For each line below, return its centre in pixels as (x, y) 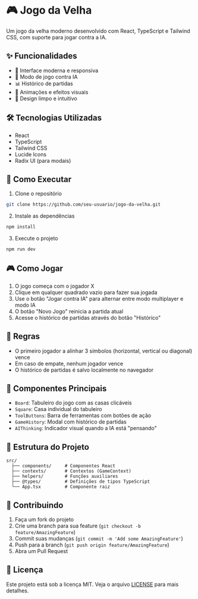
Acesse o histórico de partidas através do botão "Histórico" (88, 317)
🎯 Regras (23, 336)
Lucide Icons (30, 154)
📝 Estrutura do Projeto (48, 447)
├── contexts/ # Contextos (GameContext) (72, 471)
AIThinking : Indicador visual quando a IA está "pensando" (86, 428)
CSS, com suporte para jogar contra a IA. (56, 37)
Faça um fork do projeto (44, 520)
